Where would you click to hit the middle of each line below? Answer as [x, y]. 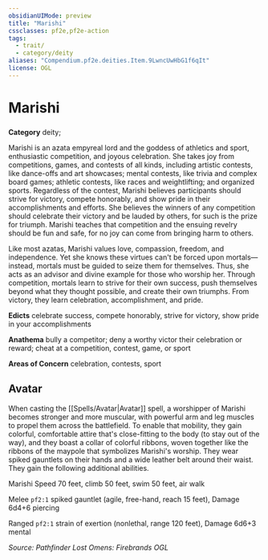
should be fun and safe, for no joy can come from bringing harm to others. [131, 233]
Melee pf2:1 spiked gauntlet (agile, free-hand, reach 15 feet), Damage [124, 499]
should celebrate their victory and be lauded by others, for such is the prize [133, 216]
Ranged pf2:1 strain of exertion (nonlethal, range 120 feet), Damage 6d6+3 [132, 523]
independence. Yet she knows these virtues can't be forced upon [116, 257]
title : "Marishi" [37, 23]
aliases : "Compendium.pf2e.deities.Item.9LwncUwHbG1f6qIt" [109, 61]
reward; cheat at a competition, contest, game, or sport [99, 348]
